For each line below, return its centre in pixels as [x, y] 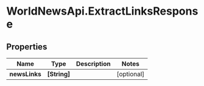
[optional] [131, 74]
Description [93, 64]
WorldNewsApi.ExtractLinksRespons [102, 11]
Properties [27, 47]
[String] [59, 74]
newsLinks [25, 74]
